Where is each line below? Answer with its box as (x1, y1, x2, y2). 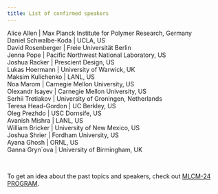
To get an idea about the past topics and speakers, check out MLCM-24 (7, 172, 211, 180)
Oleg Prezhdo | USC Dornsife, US (7, 109, 102, 117)
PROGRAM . (7, 179, 40, 187)
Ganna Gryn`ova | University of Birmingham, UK (7, 145, 143, 154)
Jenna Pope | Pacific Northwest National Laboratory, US (7, 51, 166, 59)
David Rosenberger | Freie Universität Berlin (7, 43, 132, 51)
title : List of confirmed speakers (7, 10, 109, 17)
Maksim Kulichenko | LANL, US (7, 73, 95, 81)
